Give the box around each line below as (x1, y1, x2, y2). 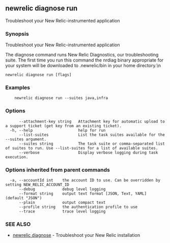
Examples (5, 84, 31, 91)
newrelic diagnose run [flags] (5, 72, 72, 78)
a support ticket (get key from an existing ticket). (5, 123, 122, 129)
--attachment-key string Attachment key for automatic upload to (18, 119, 165, 124)
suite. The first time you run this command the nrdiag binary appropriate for (5, 57, 164, 63)
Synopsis (5, 30, 29, 37)
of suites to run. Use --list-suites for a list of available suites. (5, 145, 158, 150)
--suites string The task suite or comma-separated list (18, 141, 165, 146)
